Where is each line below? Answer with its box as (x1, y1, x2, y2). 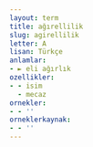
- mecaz (17, 89, 47, 99)
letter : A (9, 38, 47, 48)
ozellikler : (9, 73, 55, 82)
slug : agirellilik (9, 30, 79, 39)
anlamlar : (9, 56, 47, 65)
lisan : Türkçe (9, 47, 64, 57)
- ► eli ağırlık (9, 65, 71, 74)
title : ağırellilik (9, 22, 84, 31)
